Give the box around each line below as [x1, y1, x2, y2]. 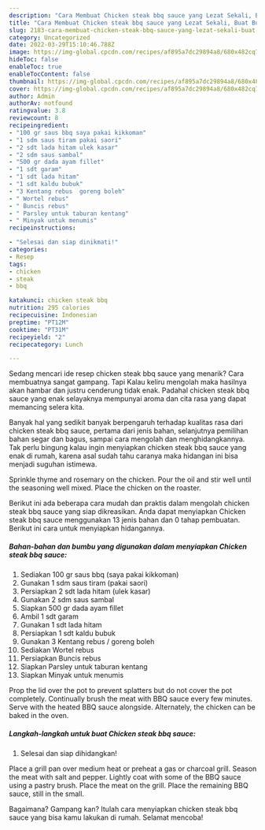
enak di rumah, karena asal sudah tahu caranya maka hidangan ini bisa [9, 451, 238, 461]
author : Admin [9, 92, 56, 100]
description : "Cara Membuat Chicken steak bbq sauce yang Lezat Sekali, [9, 11, 252, 20]
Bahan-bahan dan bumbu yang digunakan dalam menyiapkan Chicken [9, 542, 247, 551]
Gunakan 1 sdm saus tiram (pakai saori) [20, 579, 149, 588]
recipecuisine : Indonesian [9, 311, 98, 319]
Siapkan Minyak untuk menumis [20, 671, 124, 680]
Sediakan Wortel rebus [20, 646, 94, 655]
